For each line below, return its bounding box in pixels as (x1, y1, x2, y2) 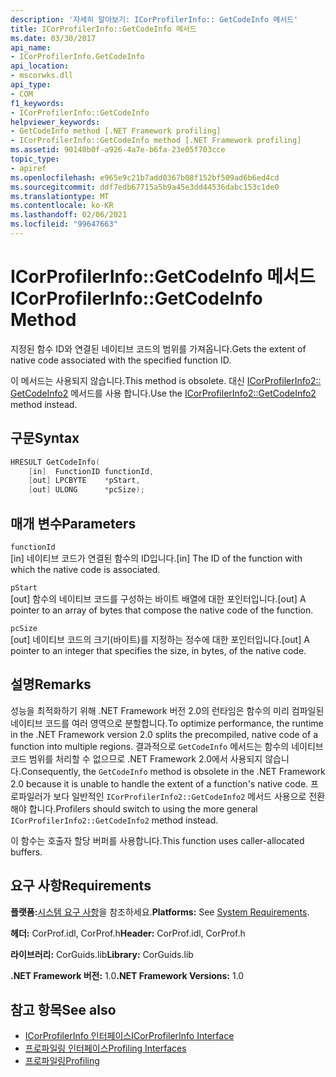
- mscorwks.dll (10, 71, 74, 81)
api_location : (10, 61, 70, 71)
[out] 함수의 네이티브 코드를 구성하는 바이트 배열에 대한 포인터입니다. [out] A (10, 592, 307, 605)
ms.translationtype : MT (10, 191, 110, 201)
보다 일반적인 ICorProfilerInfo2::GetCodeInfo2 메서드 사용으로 (53, 790, 307, 802)
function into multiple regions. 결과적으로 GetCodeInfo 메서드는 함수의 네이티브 (10, 740, 324, 752)
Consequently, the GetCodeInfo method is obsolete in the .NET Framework (20, 765, 326, 777)
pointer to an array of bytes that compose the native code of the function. (10, 604, 314, 616)
